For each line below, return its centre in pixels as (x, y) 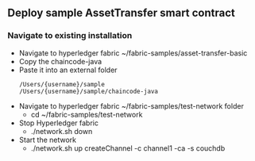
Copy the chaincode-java (60, 61)
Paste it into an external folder (68, 70)
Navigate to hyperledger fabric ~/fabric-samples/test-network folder (131, 105)
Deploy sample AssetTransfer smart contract (122, 13)
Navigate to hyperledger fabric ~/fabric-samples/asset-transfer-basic (133, 53)
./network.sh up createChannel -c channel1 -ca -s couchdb (128, 148)
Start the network (48, 140)
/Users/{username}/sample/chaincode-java (88, 91)
